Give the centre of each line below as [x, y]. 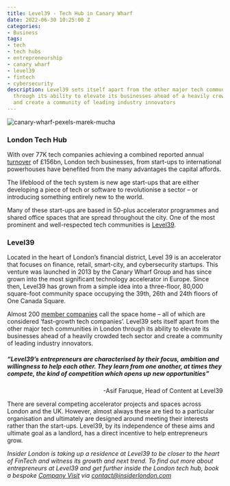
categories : [24, 26]
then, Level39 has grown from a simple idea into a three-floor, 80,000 [105, 286]
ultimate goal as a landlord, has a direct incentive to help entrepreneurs [107, 433]
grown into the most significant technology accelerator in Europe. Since [108, 279]
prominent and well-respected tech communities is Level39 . [92, 225]
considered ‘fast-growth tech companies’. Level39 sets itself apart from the [113, 322]
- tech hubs [24, 52]
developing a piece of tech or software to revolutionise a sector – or [103, 190]
